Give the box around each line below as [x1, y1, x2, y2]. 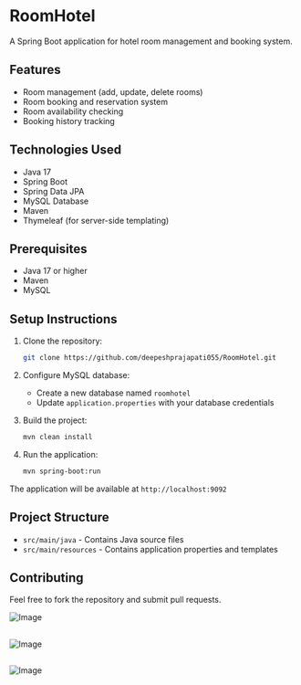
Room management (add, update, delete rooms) [22, 86, 203, 97]
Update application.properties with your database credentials [36, 397, 275, 408]
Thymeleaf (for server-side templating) [22, 215, 170, 226]
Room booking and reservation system [22, 96, 169, 107]
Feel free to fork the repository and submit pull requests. [9, 595, 222, 606]
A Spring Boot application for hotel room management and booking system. [9, 36, 294, 47]
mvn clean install [22, 433, 93, 442]
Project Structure [9, 510, 109, 525]
